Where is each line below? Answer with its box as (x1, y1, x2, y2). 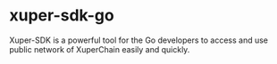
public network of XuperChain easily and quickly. (9, 44, 190, 54)
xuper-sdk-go (9, 5, 114, 26)
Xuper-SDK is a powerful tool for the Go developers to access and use (9, 35, 269, 45)
